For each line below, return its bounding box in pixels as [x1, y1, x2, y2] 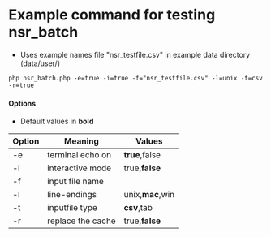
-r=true [8, 81, 35, 89]
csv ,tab [123, 202, 153, 213]
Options [8, 98, 37, 108]
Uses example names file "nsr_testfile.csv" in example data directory [19, 50, 251, 59]
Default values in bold [19, 116, 94, 127]
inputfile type [47, 202, 97, 213]
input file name [47, 176, 104, 187]
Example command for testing [8, 6, 216, 24]
